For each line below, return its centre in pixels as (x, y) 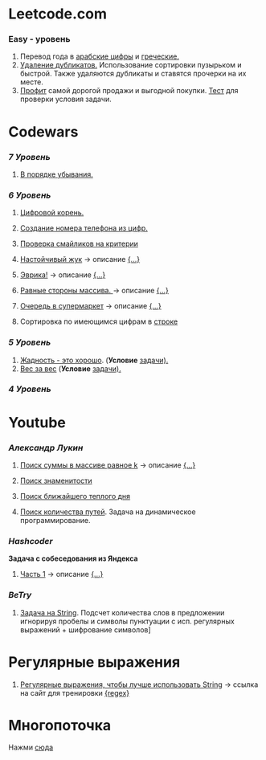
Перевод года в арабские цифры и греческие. (99, 56)
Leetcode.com (57, 14)
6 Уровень (30, 195)
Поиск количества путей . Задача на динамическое (108, 512)
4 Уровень (30, 389)
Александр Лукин (46, 447)
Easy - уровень (39, 39)
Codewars (43, 131)
